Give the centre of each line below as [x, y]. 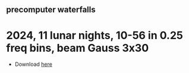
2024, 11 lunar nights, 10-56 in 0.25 [94, 35]
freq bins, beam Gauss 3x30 [78, 48]
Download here [33, 64]
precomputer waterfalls [51, 10]
